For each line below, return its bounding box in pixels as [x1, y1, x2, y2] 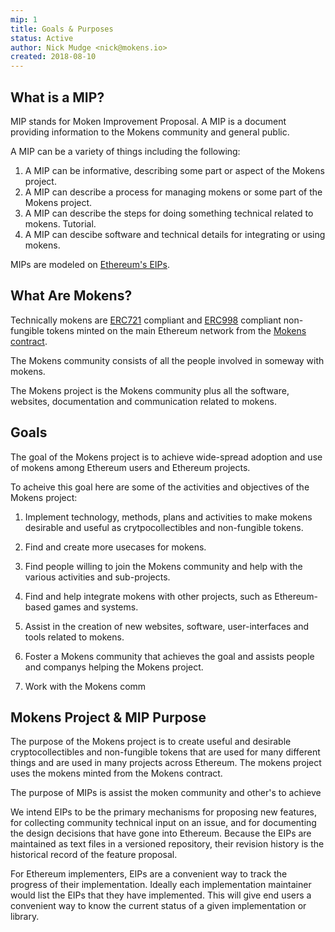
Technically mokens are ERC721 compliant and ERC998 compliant [10, 314, 282, 326]
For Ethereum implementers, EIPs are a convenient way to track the [10, 868, 288, 880]
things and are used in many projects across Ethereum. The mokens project [10, 757, 322, 769]
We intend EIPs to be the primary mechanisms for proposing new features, [10, 806, 317, 818]
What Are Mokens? [10, 287, 133, 305]
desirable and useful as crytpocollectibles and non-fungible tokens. [24, 521, 304, 533]
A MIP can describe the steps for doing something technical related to [24, 207, 314, 219]
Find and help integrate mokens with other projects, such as [24, 590, 273, 602]
